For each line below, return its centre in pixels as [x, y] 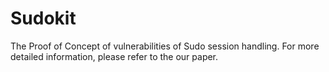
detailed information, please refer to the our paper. [114, 56]
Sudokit [43, 18]
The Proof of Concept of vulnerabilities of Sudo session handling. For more [165, 46]
